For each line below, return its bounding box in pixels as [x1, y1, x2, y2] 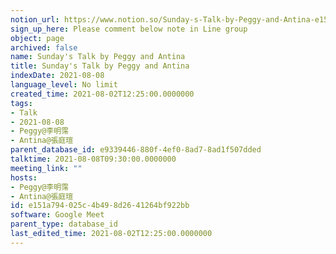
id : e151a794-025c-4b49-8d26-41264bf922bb [10, 201, 190, 211]
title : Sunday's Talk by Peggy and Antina [10, 61, 190, 71]
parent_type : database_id [10, 219, 118, 230]
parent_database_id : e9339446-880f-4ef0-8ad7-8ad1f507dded [10, 145, 262, 155]
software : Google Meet [10, 210, 105, 220]
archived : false [10, 42, 78, 53]
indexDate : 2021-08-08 [10, 71, 105, 81]
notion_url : [10, 14, 60, 25]
